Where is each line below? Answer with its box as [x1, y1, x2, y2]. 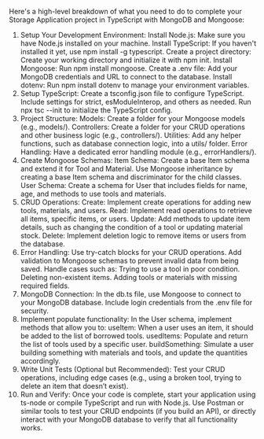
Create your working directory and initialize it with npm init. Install [20, 55, 233, 65]
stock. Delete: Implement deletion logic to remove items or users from [20, 231, 247, 240]
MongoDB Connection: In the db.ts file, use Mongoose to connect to [20, 290, 242, 298]
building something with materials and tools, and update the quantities [20, 348, 248, 357]
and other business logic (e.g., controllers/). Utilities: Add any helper [20, 131, 242, 140]
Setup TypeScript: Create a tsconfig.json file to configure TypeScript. [20, 89, 244, 98]
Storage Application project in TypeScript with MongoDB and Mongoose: [9, 15, 245, 24]
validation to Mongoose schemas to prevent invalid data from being [20, 256, 239, 265]
